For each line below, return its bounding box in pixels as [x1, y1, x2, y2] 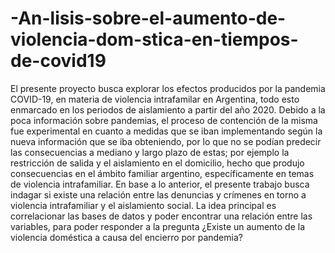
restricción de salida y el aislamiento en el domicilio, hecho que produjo [10, 157, 305, 169]
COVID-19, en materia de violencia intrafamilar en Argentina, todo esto [10, 93, 300, 105]
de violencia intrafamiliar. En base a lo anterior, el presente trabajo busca [10, 178, 310, 190]
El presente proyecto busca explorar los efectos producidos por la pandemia [10, 82, 326, 94]
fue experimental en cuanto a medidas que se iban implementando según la [10, 125, 323, 137]
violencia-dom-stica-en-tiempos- [10, 28, 299, 51]
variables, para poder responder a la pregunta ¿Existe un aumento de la [10, 220, 306, 232]
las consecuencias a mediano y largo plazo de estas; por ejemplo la [10, 146, 290, 158]
